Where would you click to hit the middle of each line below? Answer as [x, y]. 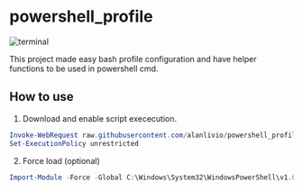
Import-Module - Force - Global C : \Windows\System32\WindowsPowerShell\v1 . [151, 177]
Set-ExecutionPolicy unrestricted [74, 143]
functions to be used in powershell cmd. [84, 68]
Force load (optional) [61, 160]
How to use [41, 97]
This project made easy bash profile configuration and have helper [133, 59]
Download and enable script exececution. [100, 118]
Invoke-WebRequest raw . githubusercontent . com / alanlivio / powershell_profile [155, 135]
